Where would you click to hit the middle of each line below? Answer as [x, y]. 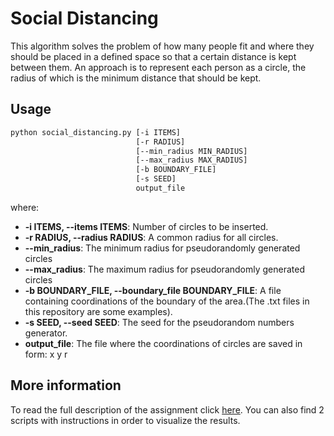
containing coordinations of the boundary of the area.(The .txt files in [167, 301]
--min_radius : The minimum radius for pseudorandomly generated [162, 248]
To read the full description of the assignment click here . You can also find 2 [167, 409]
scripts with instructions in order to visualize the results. [125, 420]
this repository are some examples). [98, 311]
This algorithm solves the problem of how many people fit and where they [162, 46]
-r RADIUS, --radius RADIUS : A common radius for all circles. [151, 237]
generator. [46, 333]
